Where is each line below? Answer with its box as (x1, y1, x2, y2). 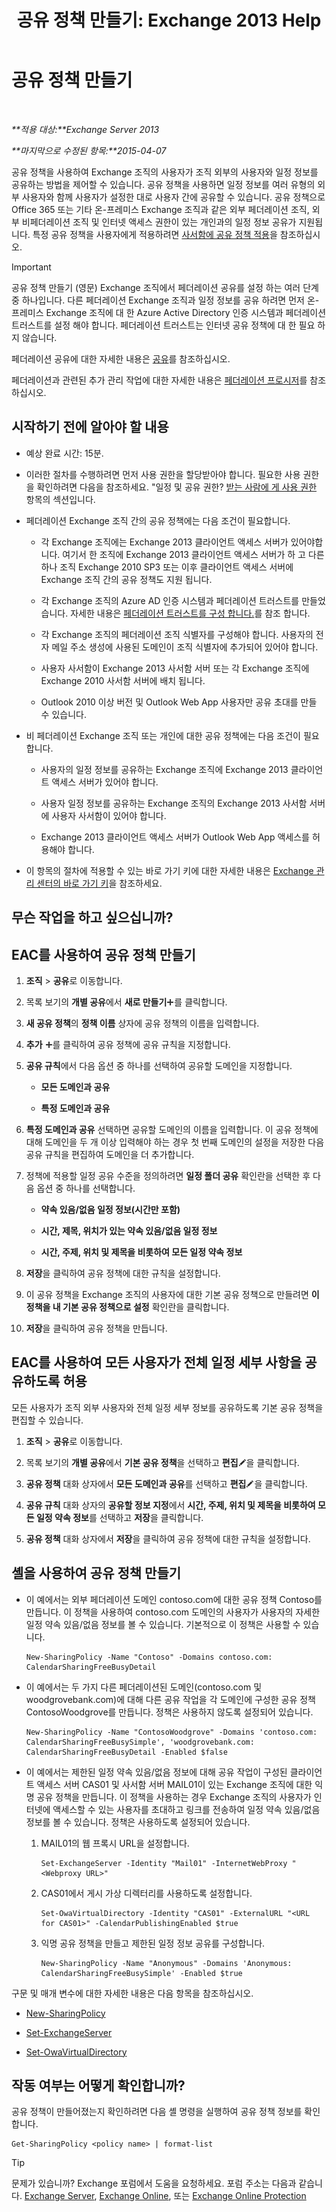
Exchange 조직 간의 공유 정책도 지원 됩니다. (40, 573, 213, 585)
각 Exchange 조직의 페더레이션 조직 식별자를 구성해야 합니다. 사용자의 (40, 628, 314, 640)
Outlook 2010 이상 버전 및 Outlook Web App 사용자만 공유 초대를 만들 (40, 696, 318, 708)
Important (11, 261, 52, 273)
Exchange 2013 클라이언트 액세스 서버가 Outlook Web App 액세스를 (40, 831, 310, 843)
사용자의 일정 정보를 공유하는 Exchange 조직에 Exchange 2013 (40, 763, 289, 775)
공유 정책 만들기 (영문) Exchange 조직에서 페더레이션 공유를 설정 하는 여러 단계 (11, 281, 319, 293)
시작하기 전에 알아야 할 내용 (11, 419, 169, 436)
